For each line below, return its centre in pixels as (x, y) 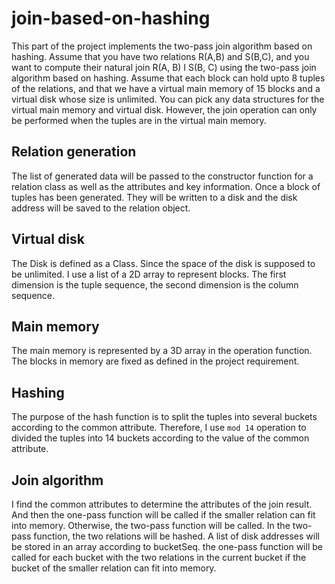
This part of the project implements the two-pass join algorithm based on (162, 46)
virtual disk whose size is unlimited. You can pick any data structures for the (168, 99)
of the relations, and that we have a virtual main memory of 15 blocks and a (166, 88)
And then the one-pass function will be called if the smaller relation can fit (163, 515)
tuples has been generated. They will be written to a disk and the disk (154, 197)
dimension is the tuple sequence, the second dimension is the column (155, 284)
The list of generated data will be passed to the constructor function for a (162, 176)
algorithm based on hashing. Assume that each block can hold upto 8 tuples (168, 78)
